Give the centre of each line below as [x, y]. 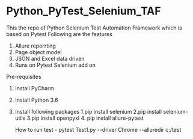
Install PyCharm [35, 88]
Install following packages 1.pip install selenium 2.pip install [88, 111]
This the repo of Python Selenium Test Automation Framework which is [94, 28]
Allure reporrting [35, 46]
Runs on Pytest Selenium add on [55, 65]
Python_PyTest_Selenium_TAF [84, 11]
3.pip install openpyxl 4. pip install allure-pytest [85, 118]
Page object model [38, 52]
